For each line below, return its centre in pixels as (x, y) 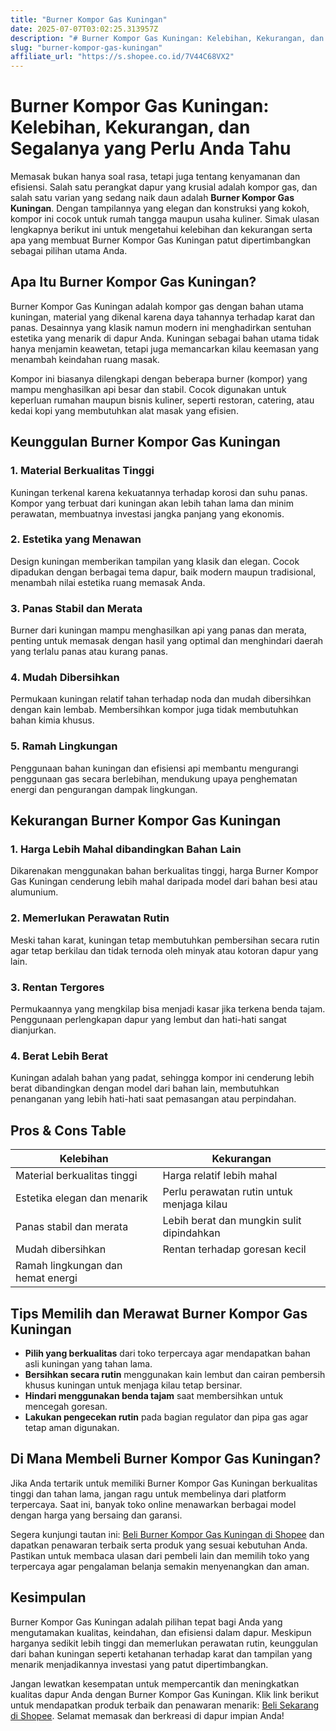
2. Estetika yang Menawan (76, 539)
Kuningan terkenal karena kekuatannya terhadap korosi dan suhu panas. (159, 492)
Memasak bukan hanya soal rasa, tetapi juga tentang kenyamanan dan (155, 177)
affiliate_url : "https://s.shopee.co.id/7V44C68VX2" (122, 57)
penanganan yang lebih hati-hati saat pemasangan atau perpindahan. (153, 1099)
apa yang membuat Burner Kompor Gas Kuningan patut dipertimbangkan (161, 240)
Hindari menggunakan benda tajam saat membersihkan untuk (154, 1395)
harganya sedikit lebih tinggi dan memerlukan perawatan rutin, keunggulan (164, 1643)
